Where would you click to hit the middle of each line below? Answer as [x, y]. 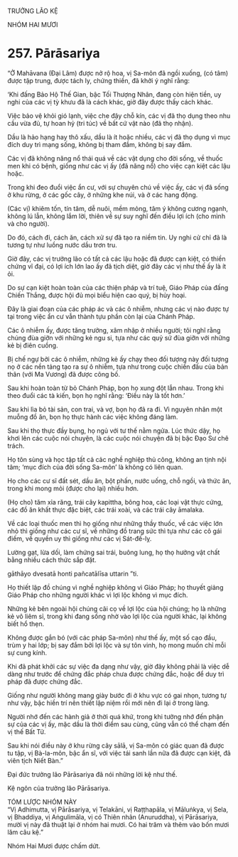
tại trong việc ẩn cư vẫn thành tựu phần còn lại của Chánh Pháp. [101, 316]
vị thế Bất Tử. [27, 731]
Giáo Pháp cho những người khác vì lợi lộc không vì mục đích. [98, 595]
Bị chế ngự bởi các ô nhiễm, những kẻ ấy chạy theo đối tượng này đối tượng [118, 359]
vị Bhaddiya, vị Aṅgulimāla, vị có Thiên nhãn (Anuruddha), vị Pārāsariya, [113, 816]
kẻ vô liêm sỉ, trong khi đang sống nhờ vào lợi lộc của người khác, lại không [117, 616]
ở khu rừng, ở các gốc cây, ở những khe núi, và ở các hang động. [103, 195]
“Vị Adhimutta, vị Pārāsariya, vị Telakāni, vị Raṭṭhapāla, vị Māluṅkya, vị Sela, [118, 809]
